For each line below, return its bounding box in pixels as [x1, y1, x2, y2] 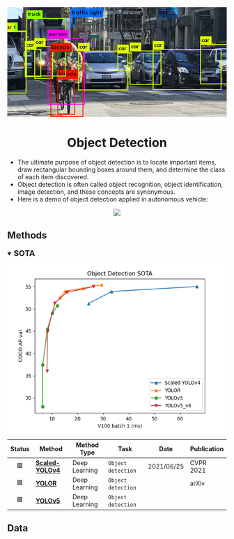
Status [10, 444, 30, 453]
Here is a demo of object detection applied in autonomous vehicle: [17, 195, 208, 203]
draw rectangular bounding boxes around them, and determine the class [17, 165, 226, 174]
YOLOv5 [36, 496, 61, 505]
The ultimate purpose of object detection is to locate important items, [17, 158, 217, 166]
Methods [7, 229, 47, 241]
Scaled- [36, 458, 61, 466]
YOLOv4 [36, 466, 61, 474]
